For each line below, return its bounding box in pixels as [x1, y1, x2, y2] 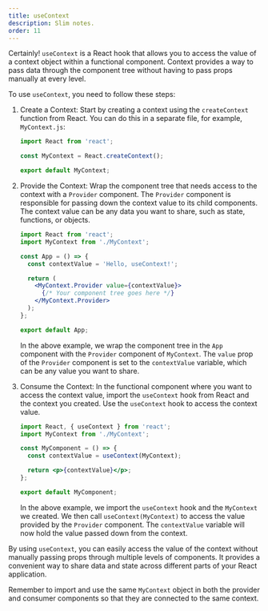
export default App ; [19, 326, 89, 334]
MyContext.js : [19, 122, 66, 132]
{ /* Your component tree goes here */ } [41, 289, 174, 297]
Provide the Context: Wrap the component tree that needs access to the [19, 181, 258, 191]
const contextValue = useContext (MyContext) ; [27, 452, 182, 460]
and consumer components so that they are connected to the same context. [8, 593, 259, 603]
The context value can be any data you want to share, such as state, [19, 207, 246, 216]
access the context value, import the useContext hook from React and [19, 390, 250, 400]
